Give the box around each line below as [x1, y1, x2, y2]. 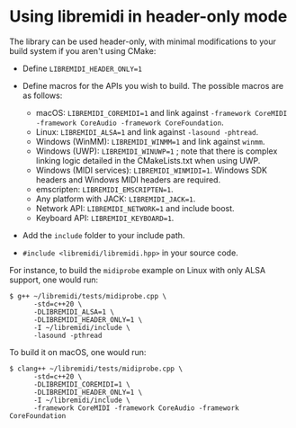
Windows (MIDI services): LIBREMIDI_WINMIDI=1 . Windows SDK [35, 165, 268, 175]
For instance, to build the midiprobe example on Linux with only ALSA [9, 264, 266, 275]
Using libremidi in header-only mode [9, 6, 288, 27]
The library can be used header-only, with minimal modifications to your [9, 36, 276, 47]
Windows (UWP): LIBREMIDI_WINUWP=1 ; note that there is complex [35, 146, 278, 156]
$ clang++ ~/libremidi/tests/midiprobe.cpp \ [9, 364, 183, 373]
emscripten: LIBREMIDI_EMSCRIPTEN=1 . [35, 183, 174, 194]
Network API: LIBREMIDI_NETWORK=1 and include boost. [35, 202, 236, 213]
